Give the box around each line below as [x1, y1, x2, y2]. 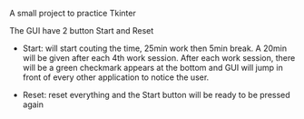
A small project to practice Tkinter [9, 8, 136, 18]
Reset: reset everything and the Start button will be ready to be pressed [22, 90, 290, 100]
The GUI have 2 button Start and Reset [9, 25, 154, 35]
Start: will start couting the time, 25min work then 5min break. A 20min [22, 43, 288, 54]
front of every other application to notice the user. [22, 72, 210, 83]
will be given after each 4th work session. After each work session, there [22, 53, 296, 63]
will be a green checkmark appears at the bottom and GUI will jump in [22, 63, 283, 73]
